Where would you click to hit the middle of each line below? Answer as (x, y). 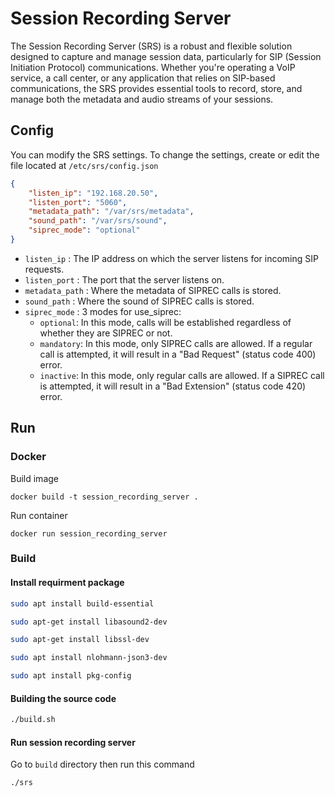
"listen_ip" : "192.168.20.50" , (93, 193)
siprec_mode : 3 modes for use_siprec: (103, 311)
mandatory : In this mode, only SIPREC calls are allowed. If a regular (176, 343)
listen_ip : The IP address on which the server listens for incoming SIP (171, 258)
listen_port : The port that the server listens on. (124, 279)
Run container (39, 515)
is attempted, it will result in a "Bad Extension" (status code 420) (173, 386)
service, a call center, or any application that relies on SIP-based (143, 78)
